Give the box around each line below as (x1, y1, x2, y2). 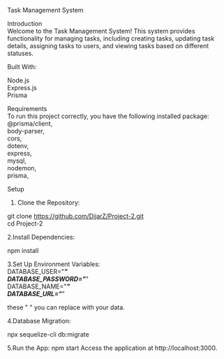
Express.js (7, 84, 37, 91)
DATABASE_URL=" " (7, 290, 65, 298)
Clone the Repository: (17, 198, 80, 207)
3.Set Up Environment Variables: (7, 260, 100, 268)
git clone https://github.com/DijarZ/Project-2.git (7, 212, 144, 220)
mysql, (7, 156, 27, 165)
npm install (7, 247, 39, 254)
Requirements (7, 105, 47, 112)
